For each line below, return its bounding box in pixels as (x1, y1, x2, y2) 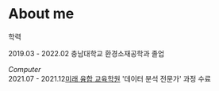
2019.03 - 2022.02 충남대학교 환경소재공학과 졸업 (8, 48, 165, 58)
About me (8, 5, 75, 23)
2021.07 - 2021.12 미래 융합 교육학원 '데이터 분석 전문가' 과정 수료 (8, 74, 212, 83)
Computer (8, 64, 41, 74)
